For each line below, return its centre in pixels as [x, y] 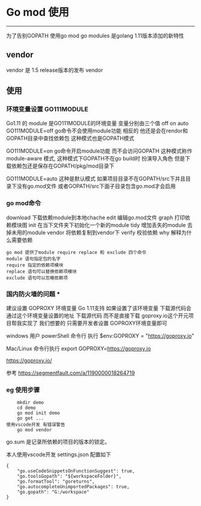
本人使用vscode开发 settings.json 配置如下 [59, 455]
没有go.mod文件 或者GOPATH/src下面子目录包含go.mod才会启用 [96, 186]
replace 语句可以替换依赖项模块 [42, 271]
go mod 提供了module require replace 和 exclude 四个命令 [76, 252]
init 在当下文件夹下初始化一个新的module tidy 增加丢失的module [107, 225]
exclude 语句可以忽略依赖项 [37, 278]
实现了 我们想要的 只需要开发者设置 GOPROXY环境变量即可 [95, 323]
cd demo [26, 408]
